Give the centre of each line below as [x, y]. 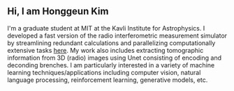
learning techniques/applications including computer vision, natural [104, 72]
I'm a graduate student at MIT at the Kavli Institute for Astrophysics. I [106, 28]
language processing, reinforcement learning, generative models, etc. [108, 80]
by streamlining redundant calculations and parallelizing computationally [111, 43]
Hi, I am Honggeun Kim [58, 11]
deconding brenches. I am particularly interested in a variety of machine [111, 65]
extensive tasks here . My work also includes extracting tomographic [105, 50]
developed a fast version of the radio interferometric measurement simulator [117, 35]
